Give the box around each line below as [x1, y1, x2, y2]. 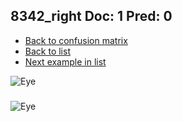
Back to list [24, 45, 71, 57]
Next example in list [24, 55, 107, 68]
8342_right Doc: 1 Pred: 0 [10, 8, 173, 25]
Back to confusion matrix [24, 34, 128, 46]
